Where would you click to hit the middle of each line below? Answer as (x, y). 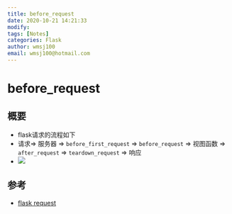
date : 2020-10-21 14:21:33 (47, 21)
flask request (37, 203)
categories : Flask (34, 40)
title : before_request (41, 14)
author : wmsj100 (31, 47)
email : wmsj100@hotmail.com (49, 54)
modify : (19, 27)
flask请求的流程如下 (46, 135)
